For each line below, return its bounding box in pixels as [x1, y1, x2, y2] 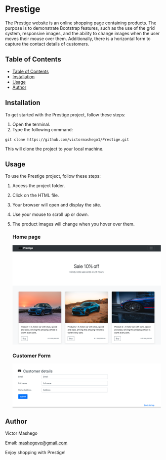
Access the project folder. [12, 183, 65, 189]
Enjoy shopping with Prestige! [5, 450, 66, 456]
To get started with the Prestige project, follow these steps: [5, 111, 125, 117]
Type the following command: [12, 126, 73, 132]
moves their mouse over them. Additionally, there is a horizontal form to [5, 36, 151, 42]
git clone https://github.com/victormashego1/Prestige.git [5, 137, 129, 142]
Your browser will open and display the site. [12, 202, 101, 208]
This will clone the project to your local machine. [5, 146, 104, 152]
